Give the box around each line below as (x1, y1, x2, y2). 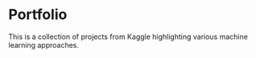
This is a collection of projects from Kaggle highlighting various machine (8, 32, 248, 41)
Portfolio (8, 6, 68, 24)
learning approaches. (8, 40, 79, 49)
